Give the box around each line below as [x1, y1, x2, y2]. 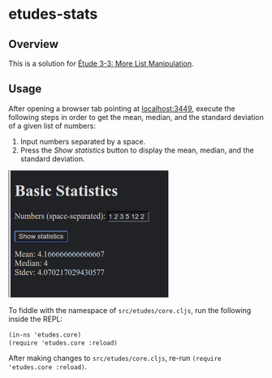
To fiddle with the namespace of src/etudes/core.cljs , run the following [8, 305, 252, 315]
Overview [8, 37, 59, 51]
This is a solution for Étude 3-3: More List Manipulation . [8, 58, 194, 68]
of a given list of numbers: [8, 121, 96, 131]
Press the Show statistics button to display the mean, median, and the [19, 145, 254, 155]
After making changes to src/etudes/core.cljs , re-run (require [8, 353, 222, 363]
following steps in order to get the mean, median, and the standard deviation [8, 112, 264, 122]
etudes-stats [8, 5, 98, 24]
